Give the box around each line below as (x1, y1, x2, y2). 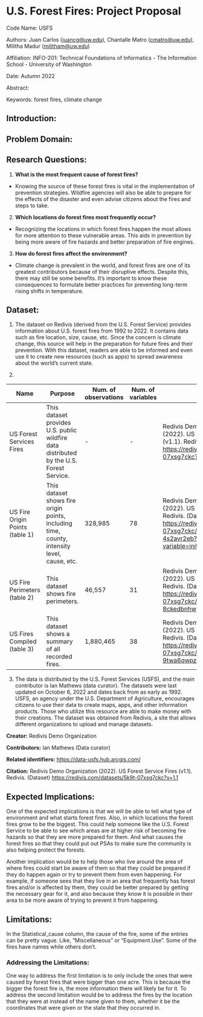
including (46, 519, 72, 528)
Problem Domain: (6, 134, 73, 144)
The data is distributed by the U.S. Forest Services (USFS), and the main (14, 675, 195, 683)
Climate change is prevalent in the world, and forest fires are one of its (14, 262, 190, 269)
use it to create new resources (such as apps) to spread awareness (14, 353, 183, 360)
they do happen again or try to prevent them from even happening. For (6, 871, 182, 878)
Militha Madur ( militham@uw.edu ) (6, 42, 90, 50)
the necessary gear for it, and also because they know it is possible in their (6, 890, 193, 898)
